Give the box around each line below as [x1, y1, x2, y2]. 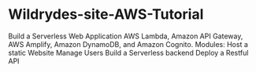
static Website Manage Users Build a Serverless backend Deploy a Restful [8, 48, 249, 57]
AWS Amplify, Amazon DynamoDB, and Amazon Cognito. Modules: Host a [8, 39, 248, 49]
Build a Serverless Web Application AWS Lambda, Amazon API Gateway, [8, 31, 243, 41]
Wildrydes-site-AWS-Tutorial [8, 5, 204, 23]
